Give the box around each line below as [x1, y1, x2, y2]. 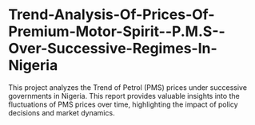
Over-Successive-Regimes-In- [8, 40, 217, 57]
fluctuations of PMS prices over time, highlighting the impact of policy [8, 100, 238, 109]
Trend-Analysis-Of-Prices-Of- [8, 6, 215, 24]
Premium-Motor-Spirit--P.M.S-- [8, 22, 225, 41]
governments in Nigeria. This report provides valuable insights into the [8, 91, 240, 100]
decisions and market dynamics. [8, 107, 115, 117]
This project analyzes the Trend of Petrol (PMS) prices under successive [8, 82, 248, 92]
